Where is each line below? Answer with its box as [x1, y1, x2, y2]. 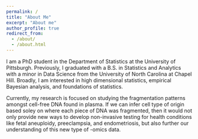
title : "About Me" [6, 14, 51, 20]
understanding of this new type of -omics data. [6, 125, 121, 133]
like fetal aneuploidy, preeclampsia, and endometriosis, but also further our [6, 119, 189, 127]
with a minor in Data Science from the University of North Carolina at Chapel [6, 70, 192, 77]
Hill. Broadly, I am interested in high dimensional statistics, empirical [6, 76, 171, 83]
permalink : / [6, 8, 38, 15]
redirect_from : [6, 31, 44, 37]
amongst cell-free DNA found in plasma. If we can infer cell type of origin [6, 101, 184, 108]
